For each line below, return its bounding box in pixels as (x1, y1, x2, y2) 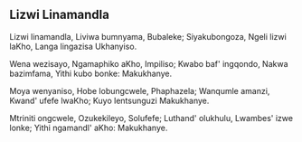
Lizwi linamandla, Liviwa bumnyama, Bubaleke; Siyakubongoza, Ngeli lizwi (9, 31, 287, 42)
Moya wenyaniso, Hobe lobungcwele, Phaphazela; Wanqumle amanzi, (9, 85, 270, 96)
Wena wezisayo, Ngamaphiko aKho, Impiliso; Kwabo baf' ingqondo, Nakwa (9, 58, 288, 69)
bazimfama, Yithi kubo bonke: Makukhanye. (9, 68, 173, 79)
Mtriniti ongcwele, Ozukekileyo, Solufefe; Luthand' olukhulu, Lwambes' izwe (9, 112, 294, 123)
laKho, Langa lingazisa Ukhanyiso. (9, 41, 137, 52)
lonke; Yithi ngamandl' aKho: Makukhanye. (9, 122, 168, 133)
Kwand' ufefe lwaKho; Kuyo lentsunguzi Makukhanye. (9, 95, 210, 106)
